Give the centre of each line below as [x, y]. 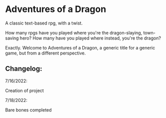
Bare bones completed [28, 110]
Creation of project [24, 90]
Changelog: [24, 69]
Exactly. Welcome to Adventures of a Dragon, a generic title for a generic [80, 47]
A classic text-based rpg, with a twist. [44, 23]
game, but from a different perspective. [46, 53]
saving [12, 38]
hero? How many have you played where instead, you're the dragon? [90, 38]
